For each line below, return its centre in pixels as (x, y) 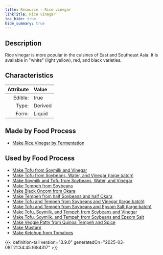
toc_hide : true (21, 19)
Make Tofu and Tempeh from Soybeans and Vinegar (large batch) (78, 201)
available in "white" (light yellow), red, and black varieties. (63, 60)
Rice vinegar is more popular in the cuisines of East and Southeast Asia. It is (81, 55)
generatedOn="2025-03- (99, 242)
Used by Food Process (40, 158)
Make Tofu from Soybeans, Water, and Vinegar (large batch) (73, 175)
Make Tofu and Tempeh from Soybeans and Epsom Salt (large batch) (82, 206)
